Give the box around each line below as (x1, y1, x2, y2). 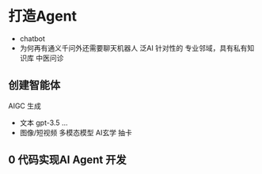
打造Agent (8, 7, 78, 25)
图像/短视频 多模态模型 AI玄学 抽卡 (19, 127, 133, 137)
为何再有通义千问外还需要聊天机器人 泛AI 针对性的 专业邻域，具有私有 (19, 43, 248, 52)
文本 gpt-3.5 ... (19, 118, 68, 127)
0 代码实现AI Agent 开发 (8, 153, 127, 167)
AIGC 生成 (8, 100, 42, 111)
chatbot (19, 33, 46, 43)
